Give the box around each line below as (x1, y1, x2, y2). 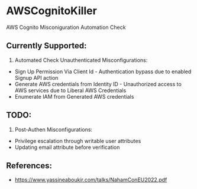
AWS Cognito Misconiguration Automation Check (6, 24, 126, 31)
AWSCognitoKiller (6, 4, 98, 18)
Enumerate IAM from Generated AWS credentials (14, 93, 134, 100)
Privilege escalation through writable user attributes (14, 137, 141, 144)
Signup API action (14, 74, 59, 81)
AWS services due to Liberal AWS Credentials (14, 87, 127, 94)
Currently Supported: (6, 41, 87, 51)
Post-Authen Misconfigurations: (14, 126, 93, 133)
